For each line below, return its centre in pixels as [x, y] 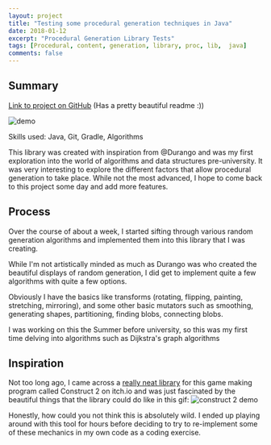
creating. [23, 248]
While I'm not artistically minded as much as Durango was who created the [133, 264]
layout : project [35, 16]
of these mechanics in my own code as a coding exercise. [105, 433]
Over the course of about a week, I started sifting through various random [131, 231]
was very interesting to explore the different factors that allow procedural [130, 169]
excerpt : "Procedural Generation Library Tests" [92, 38]
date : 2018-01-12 [38, 31]
